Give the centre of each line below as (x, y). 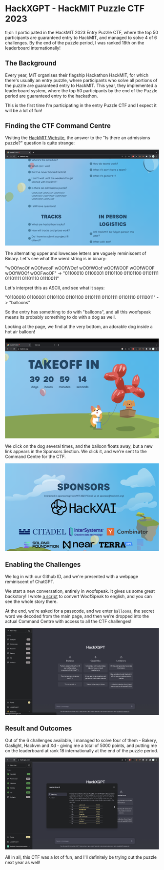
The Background (31, 63)
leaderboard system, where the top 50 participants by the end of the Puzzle (81, 90)
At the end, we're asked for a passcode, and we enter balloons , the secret (80, 611)
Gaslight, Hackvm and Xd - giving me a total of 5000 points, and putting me (81, 746)
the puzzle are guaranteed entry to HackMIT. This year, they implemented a (81, 85)
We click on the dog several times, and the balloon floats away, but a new (79, 446)
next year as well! (23, 862)
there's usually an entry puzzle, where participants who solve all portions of (81, 80)
